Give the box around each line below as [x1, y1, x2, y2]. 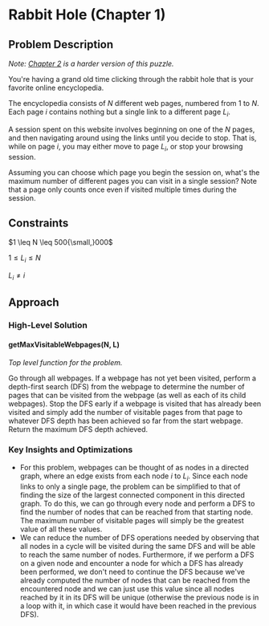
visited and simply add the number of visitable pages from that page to [8, 407, 243, 417]
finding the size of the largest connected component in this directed [19, 490, 245, 499]
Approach [8, 295, 59, 310]
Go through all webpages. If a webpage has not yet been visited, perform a [8, 373, 257, 383]
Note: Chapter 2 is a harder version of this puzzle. [8, 59, 174, 68]
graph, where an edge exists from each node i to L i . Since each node [19, 471, 248, 482]
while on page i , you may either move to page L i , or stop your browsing [8, 141, 243, 153]
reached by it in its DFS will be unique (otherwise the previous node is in [19, 592, 259, 602]
